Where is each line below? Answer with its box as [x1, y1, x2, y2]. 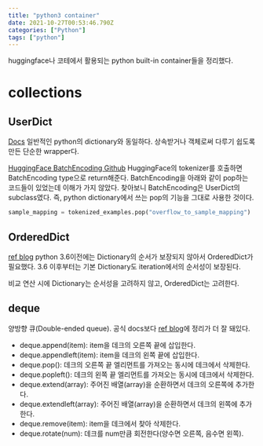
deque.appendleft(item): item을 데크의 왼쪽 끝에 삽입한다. [19, 350, 200, 360]
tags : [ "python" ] [8, 33, 65, 42]
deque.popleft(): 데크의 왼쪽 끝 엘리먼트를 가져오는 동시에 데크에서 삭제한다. [19, 370, 254, 379]
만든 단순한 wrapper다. [8, 147, 80, 156]
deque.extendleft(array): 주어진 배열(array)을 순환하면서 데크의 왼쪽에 [19, 399, 238, 408]
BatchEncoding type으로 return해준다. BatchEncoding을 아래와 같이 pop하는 [8, 174, 249, 183]
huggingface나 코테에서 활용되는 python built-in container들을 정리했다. [8, 56, 234, 65]
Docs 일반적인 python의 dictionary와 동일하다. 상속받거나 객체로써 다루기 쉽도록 [8, 137, 256, 146]
